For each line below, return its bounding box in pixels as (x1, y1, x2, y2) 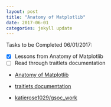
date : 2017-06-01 (6, 20, 49, 25)
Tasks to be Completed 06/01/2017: (6, 41, 93, 48)
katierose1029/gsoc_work (14, 94, 78, 101)
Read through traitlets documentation (14, 60, 106, 67)
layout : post (6, 8, 38, 15)
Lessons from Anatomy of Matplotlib (14, 53, 103, 60)
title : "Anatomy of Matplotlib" (6, 14, 86, 20)
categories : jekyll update (6, 25, 73, 31)
